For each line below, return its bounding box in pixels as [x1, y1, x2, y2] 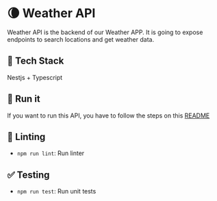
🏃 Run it [7, 93, 41, 105]
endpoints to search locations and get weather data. [7, 35, 155, 43]
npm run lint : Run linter [16, 149, 85, 157]
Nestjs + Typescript [7, 73, 63, 81]
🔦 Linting [7, 131, 46, 142]
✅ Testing [7, 169, 50, 180]
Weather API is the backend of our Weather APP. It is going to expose [7, 28, 203, 36]
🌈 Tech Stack [7, 55, 64, 67]
